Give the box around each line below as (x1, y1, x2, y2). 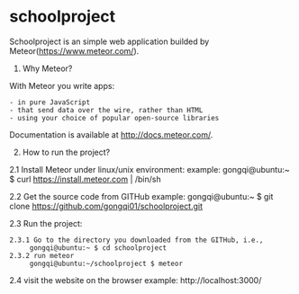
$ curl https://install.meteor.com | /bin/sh (9, 174, 161, 184)
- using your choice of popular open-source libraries (9, 113, 220, 122)
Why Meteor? (22, 63, 73, 74)
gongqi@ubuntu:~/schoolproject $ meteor (29, 259, 183, 268)
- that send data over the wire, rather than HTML (9, 105, 204, 114)
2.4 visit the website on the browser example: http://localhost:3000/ (9, 274, 262, 285)
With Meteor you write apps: (9, 80, 115, 91)
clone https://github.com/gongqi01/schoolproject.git (9, 200, 204, 211)
